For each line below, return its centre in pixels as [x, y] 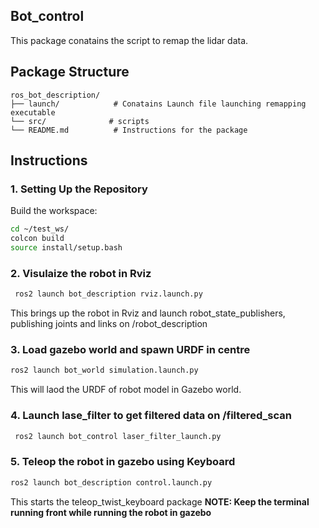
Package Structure [70, 72]
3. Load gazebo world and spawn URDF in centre [130, 350]
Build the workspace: [54, 211]
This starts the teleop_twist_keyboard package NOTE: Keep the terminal [160, 501]
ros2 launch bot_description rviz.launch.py [108, 294]
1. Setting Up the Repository [79, 189]
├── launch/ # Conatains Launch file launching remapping [158, 104]
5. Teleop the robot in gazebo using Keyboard [123, 462]
